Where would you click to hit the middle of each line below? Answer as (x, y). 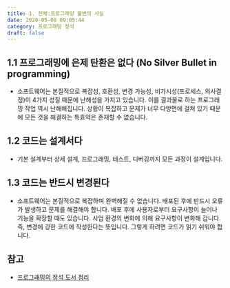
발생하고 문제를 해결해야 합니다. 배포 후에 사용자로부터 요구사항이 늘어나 (121, 209)
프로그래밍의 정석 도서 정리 (53, 277)
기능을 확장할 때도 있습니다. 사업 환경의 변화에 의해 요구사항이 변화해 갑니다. (119, 218)
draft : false (26, 33)
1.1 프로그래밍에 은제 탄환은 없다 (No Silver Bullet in (112, 63)
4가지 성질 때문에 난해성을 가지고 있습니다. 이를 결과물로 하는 (114, 100)
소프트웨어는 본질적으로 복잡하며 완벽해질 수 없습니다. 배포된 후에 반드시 (114, 200)
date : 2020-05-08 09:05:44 (46, 20)
